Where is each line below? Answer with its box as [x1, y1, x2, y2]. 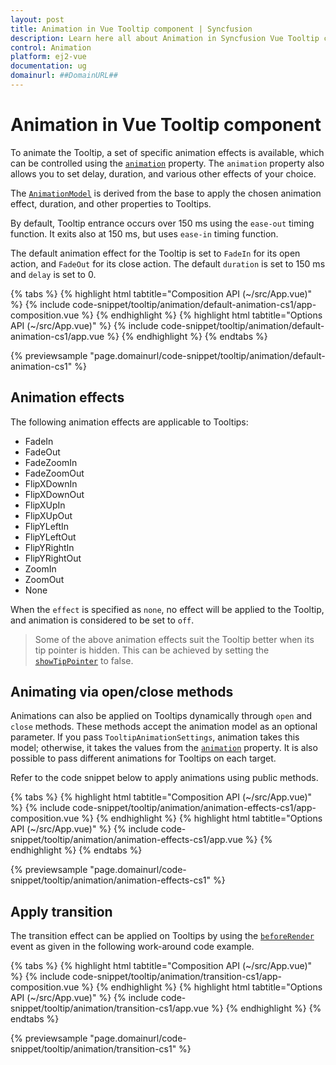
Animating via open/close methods [10, 684, 234, 701]
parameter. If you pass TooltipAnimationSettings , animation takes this [10, 731, 300, 743]
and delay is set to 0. [10, 268, 97, 280]
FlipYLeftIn [24, 520, 70, 532]
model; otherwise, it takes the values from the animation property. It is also [10, 742, 318, 754]
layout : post [10, 14, 65, 25]
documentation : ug [10, 61, 87, 71]
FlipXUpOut [24, 509, 73, 521]
